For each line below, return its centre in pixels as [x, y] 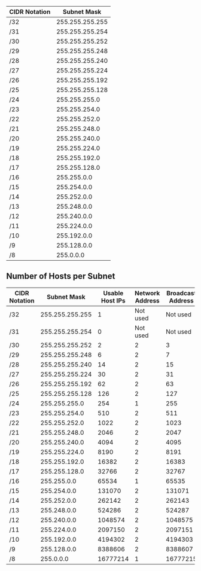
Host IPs [113, 300]
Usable [113, 293]
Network [147, 293]
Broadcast [182, 293]
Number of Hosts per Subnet [61, 277]
